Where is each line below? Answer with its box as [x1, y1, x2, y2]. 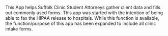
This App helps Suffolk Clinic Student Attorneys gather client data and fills [5, 5, 160, 10]
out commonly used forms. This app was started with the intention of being [5, 10, 163, 16]
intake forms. [5, 26, 33, 32]
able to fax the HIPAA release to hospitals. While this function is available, [5, 15, 159, 21]
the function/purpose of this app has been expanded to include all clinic [5, 20, 156, 26]
